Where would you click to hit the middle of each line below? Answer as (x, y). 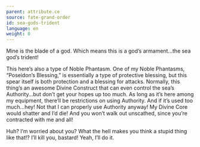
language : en (22, 28)
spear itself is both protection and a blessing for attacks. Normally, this (93, 82)
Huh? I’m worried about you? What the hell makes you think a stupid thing (97, 131)
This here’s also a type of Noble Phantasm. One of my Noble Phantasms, (96, 69)
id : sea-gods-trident (33, 23)
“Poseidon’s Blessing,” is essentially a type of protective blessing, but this (97, 75)
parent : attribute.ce (33, 12)
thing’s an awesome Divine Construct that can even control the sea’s (90, 88)
